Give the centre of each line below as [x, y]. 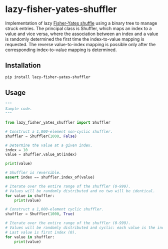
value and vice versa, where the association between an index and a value [82, 34]
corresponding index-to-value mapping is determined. [61, 50]
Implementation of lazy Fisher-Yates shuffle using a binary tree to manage [81, 23]
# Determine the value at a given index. [49, 145]
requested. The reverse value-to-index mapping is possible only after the [80, 44]
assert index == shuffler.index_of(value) [50, 177]
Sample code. [19, 109]
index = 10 [16, 150]
